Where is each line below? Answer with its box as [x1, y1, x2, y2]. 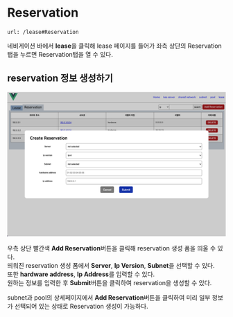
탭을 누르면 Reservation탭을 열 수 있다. [7, 50, 113, 58]
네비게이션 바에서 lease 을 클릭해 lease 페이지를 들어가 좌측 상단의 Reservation [7, 42, 222, 50]
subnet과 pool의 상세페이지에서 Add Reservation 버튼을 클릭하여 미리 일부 [7, 293, 211, 302]
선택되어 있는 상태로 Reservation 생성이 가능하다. [14, 302, 148, 311]
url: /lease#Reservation [7, 28, 79, 35]
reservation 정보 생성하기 [7, 73, 113, 84]
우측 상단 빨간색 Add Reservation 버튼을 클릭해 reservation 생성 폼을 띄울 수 [7, 244, 216, 253]
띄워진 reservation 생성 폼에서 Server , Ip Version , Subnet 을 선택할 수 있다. [7, 262, 215, 270]
